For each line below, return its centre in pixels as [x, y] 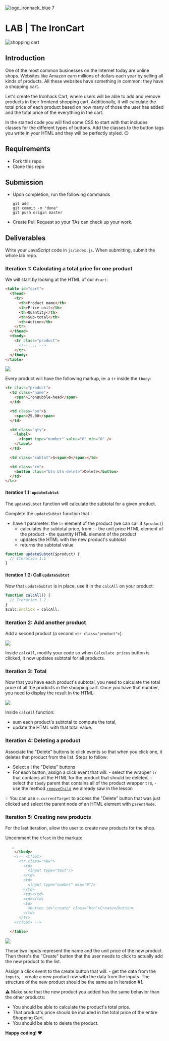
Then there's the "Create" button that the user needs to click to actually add [84, 956]
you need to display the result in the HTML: [50, 693]
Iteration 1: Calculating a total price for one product [69, 269]
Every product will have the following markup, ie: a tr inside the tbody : [78, 379]
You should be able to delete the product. [55, 1023]
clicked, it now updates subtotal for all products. [55, 658]
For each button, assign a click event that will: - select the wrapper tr [85, 772]
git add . [23, 204]
